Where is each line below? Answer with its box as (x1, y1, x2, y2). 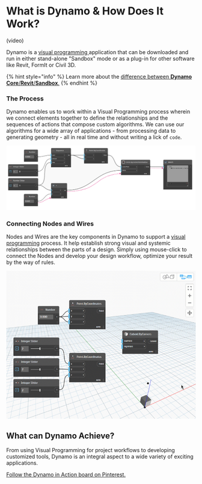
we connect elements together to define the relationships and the (6, 114, 168, 121)
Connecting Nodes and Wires (6, 219, 94, 228)
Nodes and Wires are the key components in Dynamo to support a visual (6, 233, 186, 240)
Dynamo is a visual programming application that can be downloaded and (6, 48, 189, 55)
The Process (6, 94, 44, 103)
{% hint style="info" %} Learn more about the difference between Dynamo (6, 73, 192, 80)
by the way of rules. (6, 259, 56, 266)
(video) (6, 37, 24, 44)
